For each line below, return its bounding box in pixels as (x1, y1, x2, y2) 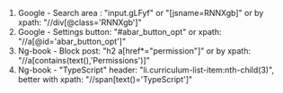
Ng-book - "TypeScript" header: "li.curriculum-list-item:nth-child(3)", (17, 64, 275, 75)
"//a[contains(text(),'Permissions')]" (17, 55, 150, 65)
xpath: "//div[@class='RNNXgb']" (17, 17, 142, 28)
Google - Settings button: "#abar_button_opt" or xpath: (17, 27, 222, 37)
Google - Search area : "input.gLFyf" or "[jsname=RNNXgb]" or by (17, 8, 264, 18)
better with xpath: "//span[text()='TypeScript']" (17, 74, 193, 84)
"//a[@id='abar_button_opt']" (17, 36, 127, 46)
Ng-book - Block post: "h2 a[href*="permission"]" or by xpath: (17, 46, 252, 56)
